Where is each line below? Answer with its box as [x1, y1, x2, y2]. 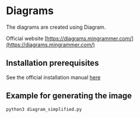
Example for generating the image [6, 91, 132, 101]
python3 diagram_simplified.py [6, 106, 82, 112]
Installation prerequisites [6, 58, 99, 68]
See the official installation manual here [6, 73, 101, 80]
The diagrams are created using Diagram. [6, 23, 106, 31]
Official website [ [6, 35, 47, 42]
